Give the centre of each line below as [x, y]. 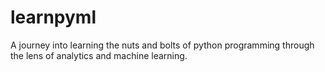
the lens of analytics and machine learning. [99, 55]
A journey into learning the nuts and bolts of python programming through [162, 45]
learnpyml [53, 17]
